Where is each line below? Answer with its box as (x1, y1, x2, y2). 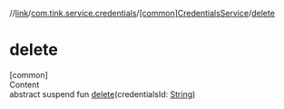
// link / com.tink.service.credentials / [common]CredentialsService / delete (9, 8, 275, 18)
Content (9, 79, 40, 90)
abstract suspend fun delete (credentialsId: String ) (9, 88, 196, 99)
